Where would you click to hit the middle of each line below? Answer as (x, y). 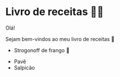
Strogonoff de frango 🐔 (42, 50)
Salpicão (24, 67)
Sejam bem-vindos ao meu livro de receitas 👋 (60, 39)
